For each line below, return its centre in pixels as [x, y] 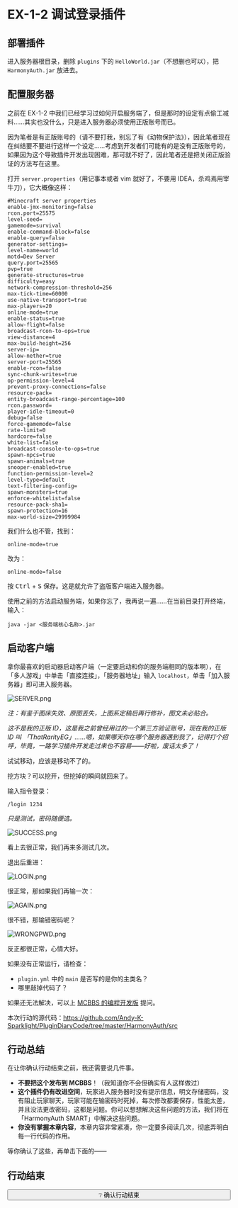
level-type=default [36, 480]
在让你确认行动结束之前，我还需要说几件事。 [73, 1068]
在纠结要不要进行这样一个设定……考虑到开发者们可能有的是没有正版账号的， [118, 145]
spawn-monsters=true [38, 492]
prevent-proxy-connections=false [57, 387]
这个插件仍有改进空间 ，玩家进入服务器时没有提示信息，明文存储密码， [120, 1092]
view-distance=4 [31, 337]
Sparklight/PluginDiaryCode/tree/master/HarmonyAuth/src [93, 1025]
